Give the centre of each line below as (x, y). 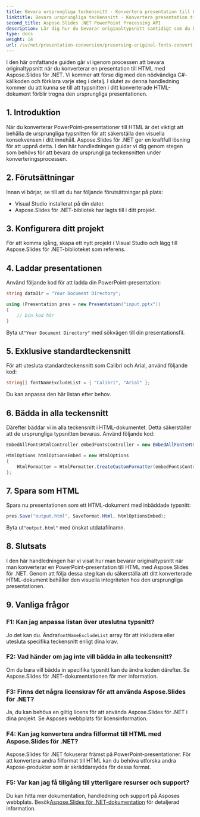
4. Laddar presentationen (54, 268)
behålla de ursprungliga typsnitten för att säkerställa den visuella (85, 133)
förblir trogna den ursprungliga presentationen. (90, 94)
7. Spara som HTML (43, 491)
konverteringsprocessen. (37, 158)
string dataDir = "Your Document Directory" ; (63, 293)
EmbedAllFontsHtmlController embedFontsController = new (78, 445)
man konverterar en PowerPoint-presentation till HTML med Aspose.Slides (97, 567)
